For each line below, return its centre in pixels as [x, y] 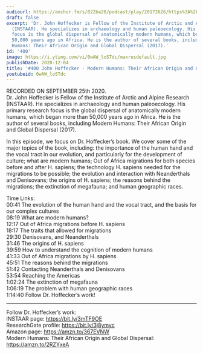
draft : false [23, 18]
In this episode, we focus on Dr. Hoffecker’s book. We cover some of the [96, 142]
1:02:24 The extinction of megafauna [52, 282]
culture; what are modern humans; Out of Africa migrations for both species [101, 161]
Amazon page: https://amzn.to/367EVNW [58, 332]
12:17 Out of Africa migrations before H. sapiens [66, 224]
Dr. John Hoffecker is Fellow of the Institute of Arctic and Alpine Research [98, 98]
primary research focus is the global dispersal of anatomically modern [94, 110]
